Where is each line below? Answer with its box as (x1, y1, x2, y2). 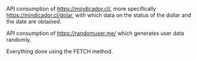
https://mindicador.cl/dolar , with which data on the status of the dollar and (6, 11, 192, 19)
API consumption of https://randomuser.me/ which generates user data (6, 30, 184, 37)
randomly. (6, 36, 32, 43)
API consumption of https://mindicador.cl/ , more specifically (6, 5, 156, 12)
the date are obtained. (6, 18, 62, 25)
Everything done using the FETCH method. (6, 48, 113, 55)
